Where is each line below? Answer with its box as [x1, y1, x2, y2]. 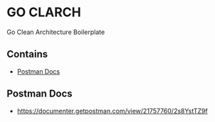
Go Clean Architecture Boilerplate [6, 28, 105, 36]
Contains [6, 48, 48, 60]
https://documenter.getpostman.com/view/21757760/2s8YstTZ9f [16, 106, 208, 115]
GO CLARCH [6, 4, 81, 21]
